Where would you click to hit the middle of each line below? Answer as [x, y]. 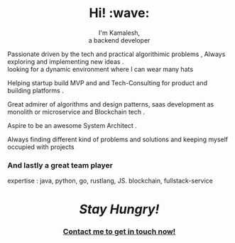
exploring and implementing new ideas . [66, 61]
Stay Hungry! [119, 209]
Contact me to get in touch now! [119, 232]
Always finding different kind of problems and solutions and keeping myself [118, 139]
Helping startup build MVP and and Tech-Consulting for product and [108, 82]
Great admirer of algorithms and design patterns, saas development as [111, 104]
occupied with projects [41, 146]
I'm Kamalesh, [119, 33]
